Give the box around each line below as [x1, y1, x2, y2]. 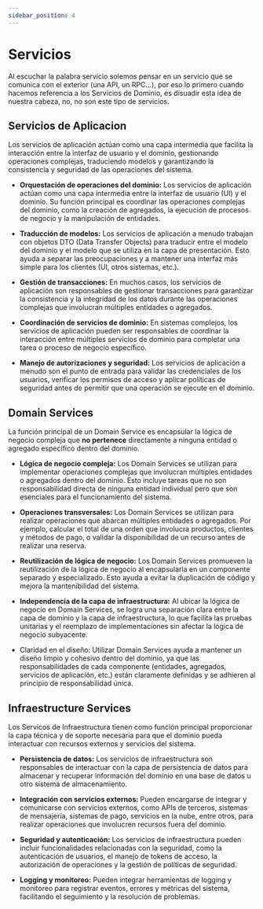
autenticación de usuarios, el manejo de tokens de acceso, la [19, 852, 217, 861]
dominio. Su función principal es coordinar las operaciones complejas [19, 197, 246, 207]
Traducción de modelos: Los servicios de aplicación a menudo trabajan [19, 229, 254, 238]
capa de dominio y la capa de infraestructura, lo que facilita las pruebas [19, 613, 253, 623]
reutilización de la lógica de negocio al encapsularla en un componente [19, 565, 250, 574]
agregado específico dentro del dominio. [8, 443, 140, 453]
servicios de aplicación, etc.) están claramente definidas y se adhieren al [19, 670, 256, 680]
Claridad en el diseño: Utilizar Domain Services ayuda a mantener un [19, 646, 242, 655]
